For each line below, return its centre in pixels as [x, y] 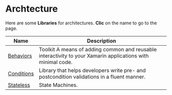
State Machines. [58, 85]
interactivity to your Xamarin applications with [94, 55]
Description [101, 41]
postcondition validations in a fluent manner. [92, 77]
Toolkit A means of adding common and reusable [98, 49]
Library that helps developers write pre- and [92, 70]
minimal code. [56, 62]
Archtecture [31, 9]
